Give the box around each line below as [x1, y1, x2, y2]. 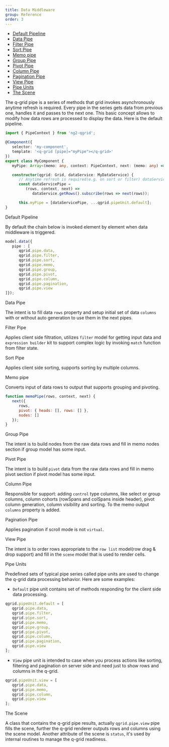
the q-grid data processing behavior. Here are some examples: [5, 576, 135, 582]
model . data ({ [5, 239, 33, 244]
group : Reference [5, 12, 42, 17]
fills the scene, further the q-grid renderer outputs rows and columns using [5, 725, 161, 732]
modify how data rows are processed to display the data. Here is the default [5, 116, 162, 122]
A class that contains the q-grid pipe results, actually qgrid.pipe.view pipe [5, 720, 160, 726]
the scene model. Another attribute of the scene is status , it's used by [5, 731, 151, 737]
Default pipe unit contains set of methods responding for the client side [12, 586, 161, 592]
